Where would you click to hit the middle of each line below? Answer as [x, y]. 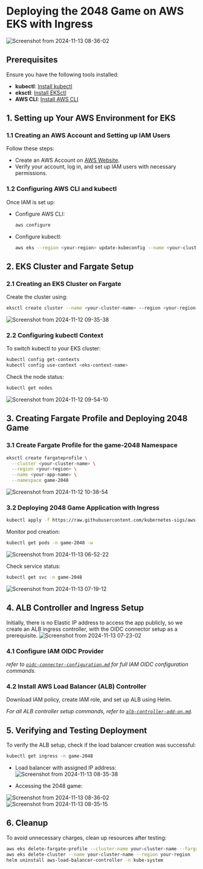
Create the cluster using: [37, 297]
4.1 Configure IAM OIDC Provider [55, 651]
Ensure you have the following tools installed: [63, 75]
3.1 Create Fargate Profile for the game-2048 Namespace [92, 445]
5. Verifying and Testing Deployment [77, 731]
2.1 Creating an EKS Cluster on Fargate [64, 284]
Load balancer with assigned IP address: [66, 768]
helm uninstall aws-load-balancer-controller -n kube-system [85, 860]
